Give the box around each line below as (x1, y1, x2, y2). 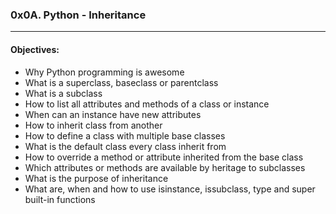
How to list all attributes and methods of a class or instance (24, 98, 270, 110)
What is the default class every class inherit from (24, 140, 227, 152)
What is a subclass (24, 87, 103, 99)
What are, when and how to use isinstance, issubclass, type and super (24, 183, 316, 195)
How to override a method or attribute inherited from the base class (24, 151, 304, 163)
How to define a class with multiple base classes (24, 129, 226, 142)
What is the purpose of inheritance (24, 172, 169, 184)
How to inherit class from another (24, 119, 163, 131)
